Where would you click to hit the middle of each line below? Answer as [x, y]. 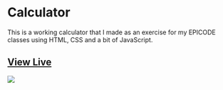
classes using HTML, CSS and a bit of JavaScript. [80, 39]
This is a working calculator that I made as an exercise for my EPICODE [111, 32]
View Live [30, 62]
